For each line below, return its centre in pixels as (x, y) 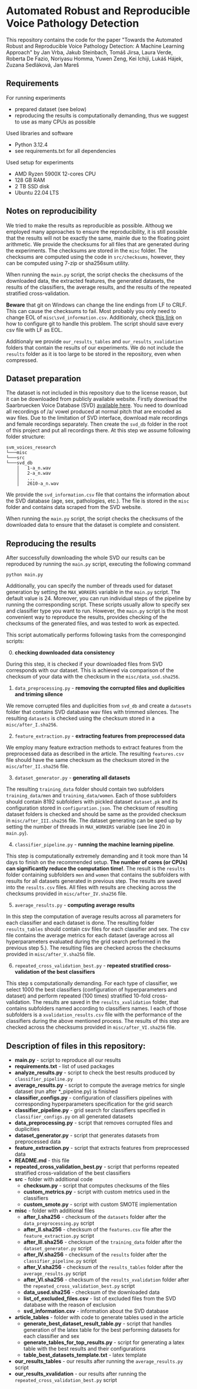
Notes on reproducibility (51, 211)
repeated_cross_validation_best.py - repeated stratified (84, 966)
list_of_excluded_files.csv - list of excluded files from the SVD (100, 1298)
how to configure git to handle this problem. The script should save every (95, 324)
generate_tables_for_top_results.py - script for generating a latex (104, 1342)
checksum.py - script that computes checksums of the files (96, 1186)
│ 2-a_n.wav (34, 474)
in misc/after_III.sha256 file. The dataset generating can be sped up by (94, 821)
